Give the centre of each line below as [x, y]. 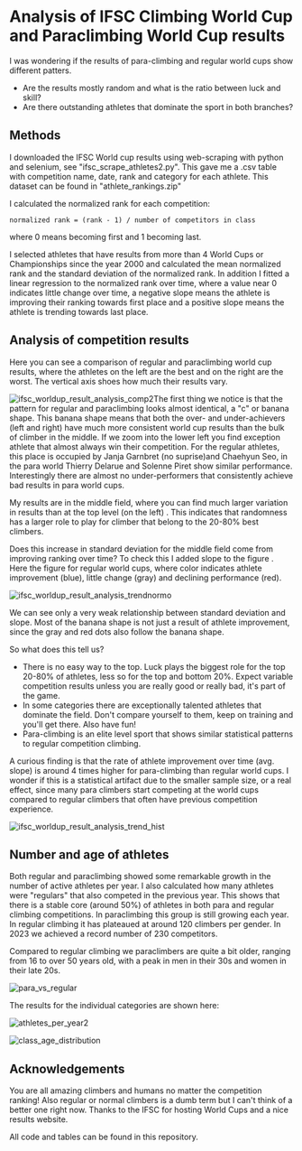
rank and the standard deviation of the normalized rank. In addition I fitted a [150, 274]
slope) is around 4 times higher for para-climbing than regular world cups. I [149, 770]
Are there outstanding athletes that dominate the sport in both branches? [158, 107]
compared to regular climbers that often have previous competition [134, 799]
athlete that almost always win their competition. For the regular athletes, [145, 446]
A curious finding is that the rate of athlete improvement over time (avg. [142, 761]
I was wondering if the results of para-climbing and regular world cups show [151, 60]
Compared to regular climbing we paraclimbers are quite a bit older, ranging [150, 951]
